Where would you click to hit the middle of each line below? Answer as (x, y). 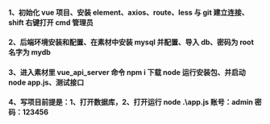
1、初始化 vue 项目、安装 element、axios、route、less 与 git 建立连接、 (129, 12)
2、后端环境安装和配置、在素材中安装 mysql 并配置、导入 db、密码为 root (131, 42)
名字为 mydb (29, 52)
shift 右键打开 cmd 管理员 (51, 22)
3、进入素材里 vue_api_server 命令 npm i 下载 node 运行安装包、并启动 (127, 72)
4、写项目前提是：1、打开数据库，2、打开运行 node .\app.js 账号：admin (131, 102)
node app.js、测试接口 (46, 82)
